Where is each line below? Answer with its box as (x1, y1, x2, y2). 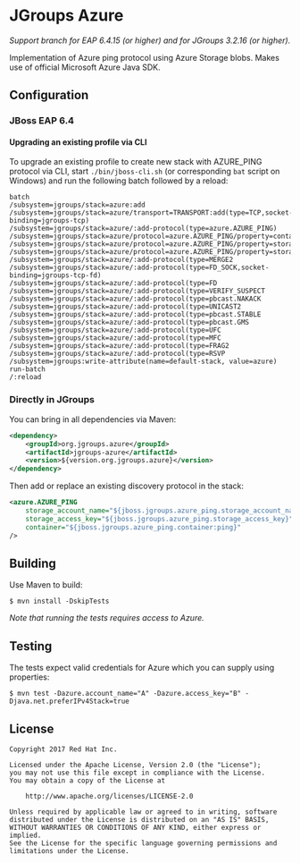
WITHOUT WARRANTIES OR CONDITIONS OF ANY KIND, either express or (9, 823, 262, 832)
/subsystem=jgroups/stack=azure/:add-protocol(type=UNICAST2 (9, 302, 242, 311)
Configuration (9, 88, 89, 103)
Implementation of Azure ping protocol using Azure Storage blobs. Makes (9, 52, 279, 63)
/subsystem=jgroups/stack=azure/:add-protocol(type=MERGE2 (9, 256, 234, 265)
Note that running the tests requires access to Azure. (9, 613, 205, 623)
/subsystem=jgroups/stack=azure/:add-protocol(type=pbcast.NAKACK (9, 294, 262, 304)
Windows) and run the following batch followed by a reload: (9, 175, 229, 186)
